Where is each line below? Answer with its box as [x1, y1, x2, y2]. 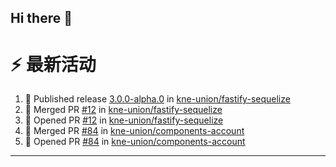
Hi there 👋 [10, 10, 73, 27]
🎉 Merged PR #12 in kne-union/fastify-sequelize [24, 104, 223, 116]
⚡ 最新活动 [10, 53, 97, 76]
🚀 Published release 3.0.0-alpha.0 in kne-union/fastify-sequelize [24, 93, 291, 105]
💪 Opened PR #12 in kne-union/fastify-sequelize [24, 114, 224, 126]
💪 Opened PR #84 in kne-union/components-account [24, 136, 246, 148]
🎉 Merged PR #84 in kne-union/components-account [24, 125, 245, 137]
